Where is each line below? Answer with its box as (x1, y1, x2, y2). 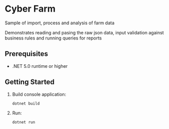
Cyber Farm (5, 3, 56, 15)
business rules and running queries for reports (5, 35, 102, 41)
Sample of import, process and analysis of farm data (5, 20, 115, 26)
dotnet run (12, 120, 36, 125)
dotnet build (12, 101, 40, 106)
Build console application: (12, 91, 66, 97)
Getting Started (5, 78, 55, 87)
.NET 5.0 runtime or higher (12, 63, 68, 69)
